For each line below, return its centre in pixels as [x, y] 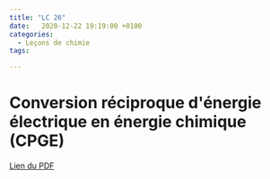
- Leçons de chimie [54, 43]
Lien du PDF [32, 166]
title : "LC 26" [38, 17]
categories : [31, 34]
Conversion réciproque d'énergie [135, 103]
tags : [19, 51]
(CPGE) [37, 141]
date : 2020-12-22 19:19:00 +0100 [76, 26]
